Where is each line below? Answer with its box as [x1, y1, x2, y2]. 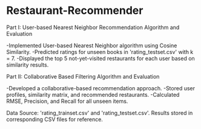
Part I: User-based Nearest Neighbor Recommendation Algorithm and [6, 24, 180, 31]
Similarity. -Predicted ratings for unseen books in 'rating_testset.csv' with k [6, 48, 194, 55]
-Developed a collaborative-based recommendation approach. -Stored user [6, 84, 196, 91]
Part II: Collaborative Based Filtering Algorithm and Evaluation [6, 73, 160, 80]
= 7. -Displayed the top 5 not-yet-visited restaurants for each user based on [6, 55, 195, 62]
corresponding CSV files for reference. [6, 116, 103, 123]
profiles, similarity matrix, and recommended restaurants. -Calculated [6, 91, 180, 98]
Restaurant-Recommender [6, 4, 143, 18]
